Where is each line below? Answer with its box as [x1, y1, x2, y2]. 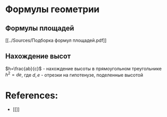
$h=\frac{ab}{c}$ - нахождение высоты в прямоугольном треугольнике [5, 65, 162, 72]
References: [5, 90, 58, 101]
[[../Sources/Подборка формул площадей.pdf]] [5, 37, 107, 43]
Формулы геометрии [5, 4, 100, 15]
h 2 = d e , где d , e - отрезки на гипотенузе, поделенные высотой [5, 71, 144, 78]
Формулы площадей [5, 24, 74, 33]
